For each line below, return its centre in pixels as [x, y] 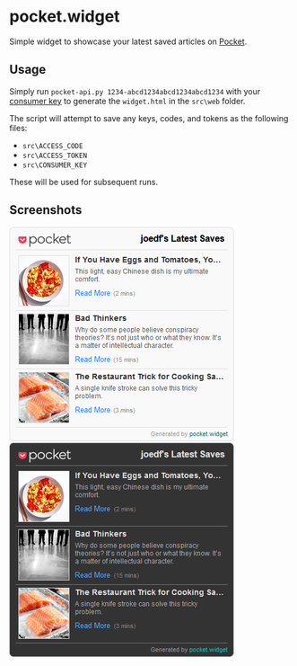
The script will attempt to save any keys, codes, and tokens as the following [149, 118]
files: [18, 128]
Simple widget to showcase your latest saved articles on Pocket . [128, 41]
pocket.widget [65, 17]
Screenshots [46, 210]
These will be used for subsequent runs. [84, 182]
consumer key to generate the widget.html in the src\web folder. [127, 101]
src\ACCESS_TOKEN [55, 155]
